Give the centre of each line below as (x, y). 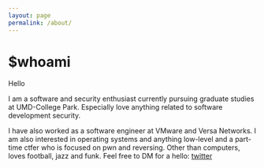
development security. (45, 116)
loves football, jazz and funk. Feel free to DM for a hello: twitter (110, 156)
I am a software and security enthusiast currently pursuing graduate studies (131, 99)
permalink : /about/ (40, 23)
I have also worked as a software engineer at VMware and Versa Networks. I (132, 131)
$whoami (39, 62)
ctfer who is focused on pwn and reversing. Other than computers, (132, 147)
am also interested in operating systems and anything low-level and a (121, 140)
